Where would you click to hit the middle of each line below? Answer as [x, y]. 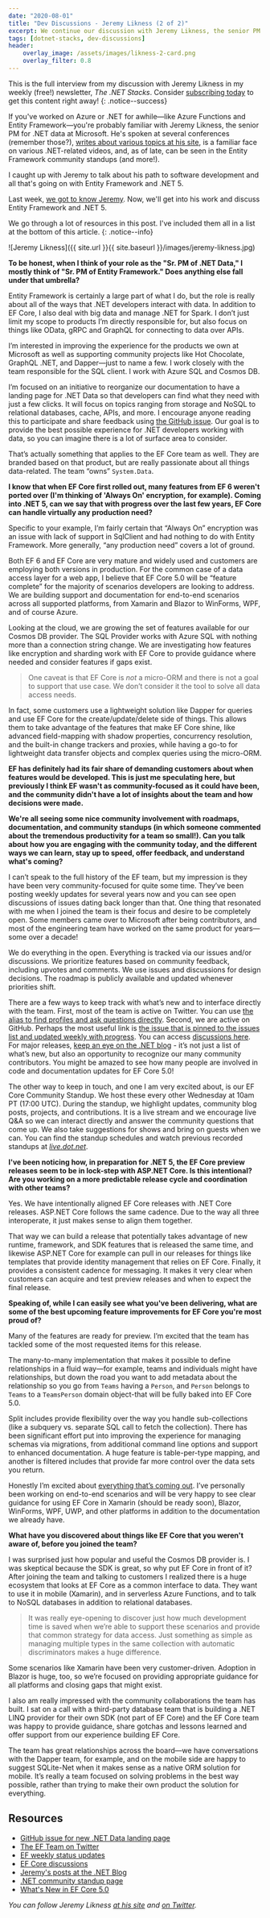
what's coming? [36, 861]
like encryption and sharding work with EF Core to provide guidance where [132, 653]
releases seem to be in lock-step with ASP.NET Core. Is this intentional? [131, 1170]
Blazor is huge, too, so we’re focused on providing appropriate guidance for [133, 1676]
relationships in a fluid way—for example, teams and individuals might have [133, 1368]
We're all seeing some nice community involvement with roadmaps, [124, 818]
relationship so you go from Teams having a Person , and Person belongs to [129, 1385]
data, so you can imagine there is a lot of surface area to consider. [118, 438]
